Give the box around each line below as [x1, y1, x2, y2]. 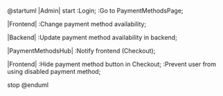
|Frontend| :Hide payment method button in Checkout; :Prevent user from [7, 60, 217, 68]
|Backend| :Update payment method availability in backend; [7, 33, 178, 41]
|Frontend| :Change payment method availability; [7, 20, 147, 28]
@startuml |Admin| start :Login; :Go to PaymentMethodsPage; [7, 7, 184, 15]
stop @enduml [7, 81, 49, 89]
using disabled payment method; [7, 68, 101, 75]
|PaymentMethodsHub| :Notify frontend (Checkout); [7, 47, 156, 55]
